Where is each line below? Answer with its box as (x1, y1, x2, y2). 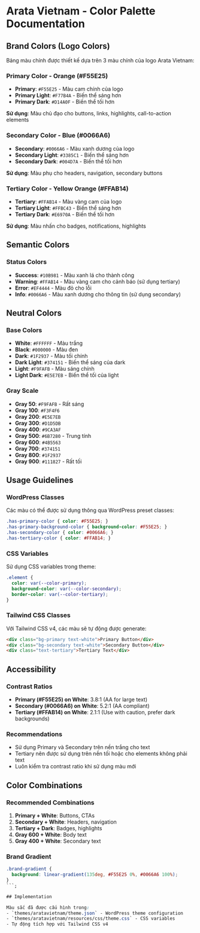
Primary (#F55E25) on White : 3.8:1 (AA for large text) (14, 696, 148, 704)
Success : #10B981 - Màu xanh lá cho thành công (14, 272, 135, 279)
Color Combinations (6, 780, 83, 791)
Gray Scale (6, 386, 39, 395)
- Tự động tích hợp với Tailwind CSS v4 (6, 921, 109, 928)
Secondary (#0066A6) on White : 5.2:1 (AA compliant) (14, 702, 150, 710)
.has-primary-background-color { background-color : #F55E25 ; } (6, 524, 168, 530)
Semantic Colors (6, 240, 70, 250)
